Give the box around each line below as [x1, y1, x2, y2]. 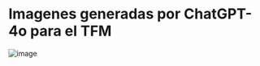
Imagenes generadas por [8, 5, 181, 23]
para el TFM [29, 22, 112, 40]
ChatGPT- [184, 5, 253, 23]
